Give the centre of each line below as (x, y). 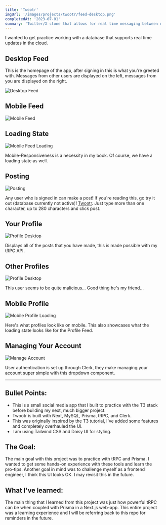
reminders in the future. (29, 518)
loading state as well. (27, 161)
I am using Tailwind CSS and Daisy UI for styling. (62, 431)
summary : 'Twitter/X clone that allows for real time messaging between (82, 24)
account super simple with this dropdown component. (60, 373)
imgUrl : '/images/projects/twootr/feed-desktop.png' (61, 14)
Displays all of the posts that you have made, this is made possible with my (81, 246)
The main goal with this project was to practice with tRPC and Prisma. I (77, 459)
